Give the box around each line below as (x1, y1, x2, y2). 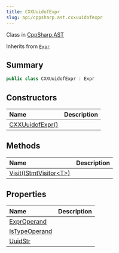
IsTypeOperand (9, 227, 53, 235)
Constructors (6, 93, 57, 103)
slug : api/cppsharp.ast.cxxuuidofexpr (6, 14, 103, 20)
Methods (6, 141, 41, 151)
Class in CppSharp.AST (6, 31, 64, 38)
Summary (6, 59, 44, 70)
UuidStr (9, 237, 31, 245)
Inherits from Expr (6, 43, 50, 50)
